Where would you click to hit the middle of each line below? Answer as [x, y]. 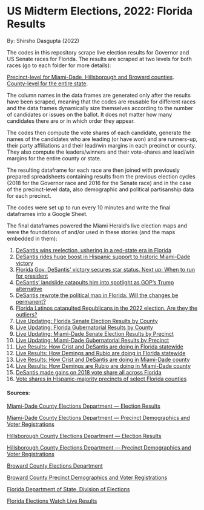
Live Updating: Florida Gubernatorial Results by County [84, 327]
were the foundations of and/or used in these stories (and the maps [91, 232]
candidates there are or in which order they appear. [71, 121]
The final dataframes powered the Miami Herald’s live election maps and [97, 226]
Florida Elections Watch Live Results [52, 501]
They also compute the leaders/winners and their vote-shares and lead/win [101, 152]
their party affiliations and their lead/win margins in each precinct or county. [101, 145]
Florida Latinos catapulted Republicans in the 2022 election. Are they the [107, 308]
